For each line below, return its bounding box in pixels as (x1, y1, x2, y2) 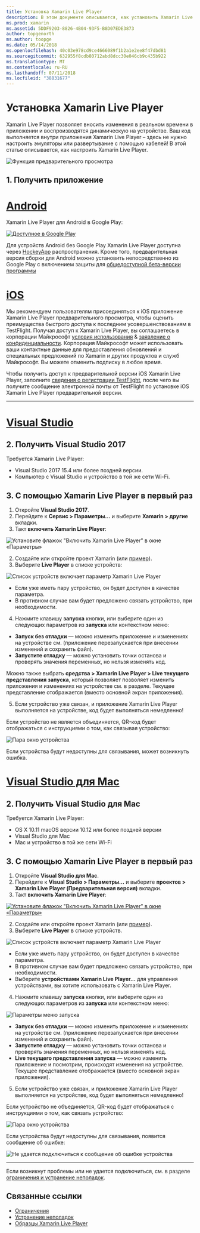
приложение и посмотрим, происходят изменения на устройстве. (14, 1060, 184, 1068)
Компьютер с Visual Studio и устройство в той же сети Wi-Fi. (14, 473, 170, 481)
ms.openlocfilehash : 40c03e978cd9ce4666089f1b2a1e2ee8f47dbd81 (6, 48, 167, 54)
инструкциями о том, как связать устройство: (6, 1109, 124, 1117)
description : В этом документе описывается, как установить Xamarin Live (6, 14, 193, 20)
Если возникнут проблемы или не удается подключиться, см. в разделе (6, 1167, 190, 1174)
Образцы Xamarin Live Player (14, 1219, 88, 1227)
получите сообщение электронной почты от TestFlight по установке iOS (6, 383, 189, 390)
